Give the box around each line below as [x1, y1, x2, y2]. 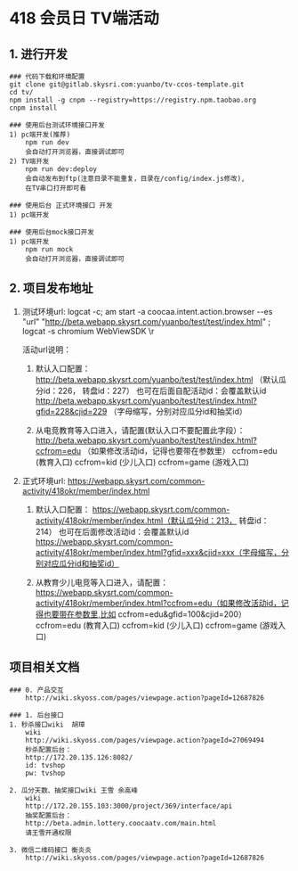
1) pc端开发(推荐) [9, 130, 71, 139]
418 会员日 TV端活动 [9, 8, 160, 29]
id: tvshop [25, 760, 66, 769]
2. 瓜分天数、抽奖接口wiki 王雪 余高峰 [9, 785, 138, 794]
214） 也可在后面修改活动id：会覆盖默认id [35, 526, 189, 537]
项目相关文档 [9, 660, 80, 675]
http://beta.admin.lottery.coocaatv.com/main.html [25, 818, 217, 827]
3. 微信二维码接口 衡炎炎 [9, 845, 92, 854]
